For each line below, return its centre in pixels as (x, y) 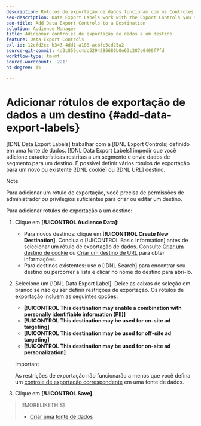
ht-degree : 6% (24, 67)
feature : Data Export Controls (45, 39)
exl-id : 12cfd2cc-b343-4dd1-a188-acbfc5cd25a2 (65, 45)
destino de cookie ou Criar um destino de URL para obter (94, 253)
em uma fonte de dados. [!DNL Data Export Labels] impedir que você (91, 151)
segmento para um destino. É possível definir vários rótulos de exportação (98, 163)
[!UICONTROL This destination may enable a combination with (103, 308)
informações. (40, 259)
